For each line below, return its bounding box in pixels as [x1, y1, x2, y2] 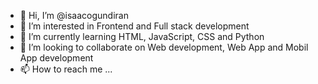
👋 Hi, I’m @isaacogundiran [19, 10, 129, 21]
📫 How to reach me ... [19, 63, 113, 75]
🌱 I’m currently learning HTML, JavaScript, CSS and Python [19, 31, 265, 42]
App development [19, 52, 94, 64]
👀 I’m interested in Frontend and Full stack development [19, 20, 250, 32]
